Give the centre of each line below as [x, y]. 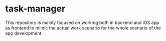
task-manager [35, 9]
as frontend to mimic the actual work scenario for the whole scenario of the [83, 27]
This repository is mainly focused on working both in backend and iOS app [82, 22]
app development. [24, 33]
